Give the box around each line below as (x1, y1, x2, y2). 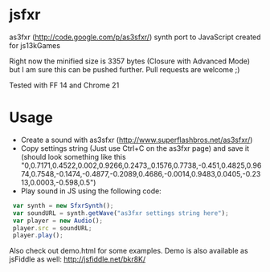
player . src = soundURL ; (12, 224, 92, 232)
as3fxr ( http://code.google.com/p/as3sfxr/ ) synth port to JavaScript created (9, 32, 261, 42)
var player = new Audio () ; (12, 217, 104, 225)
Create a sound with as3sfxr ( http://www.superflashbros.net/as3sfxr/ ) (20, 135, 253, 144)
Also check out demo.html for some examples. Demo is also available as (9, 246, 248, 256)
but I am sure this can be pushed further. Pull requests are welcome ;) (9, 64, 240, 74)
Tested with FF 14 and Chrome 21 (9, 80, 120, 90)
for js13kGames (9, 40, 61, 50)
